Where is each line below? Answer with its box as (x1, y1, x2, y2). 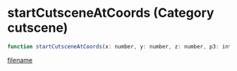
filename (7, 56, 33, 64)
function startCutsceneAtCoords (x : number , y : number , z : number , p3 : (7, 43, 219, 50)
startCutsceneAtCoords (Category (7, 5, 214, 21)
